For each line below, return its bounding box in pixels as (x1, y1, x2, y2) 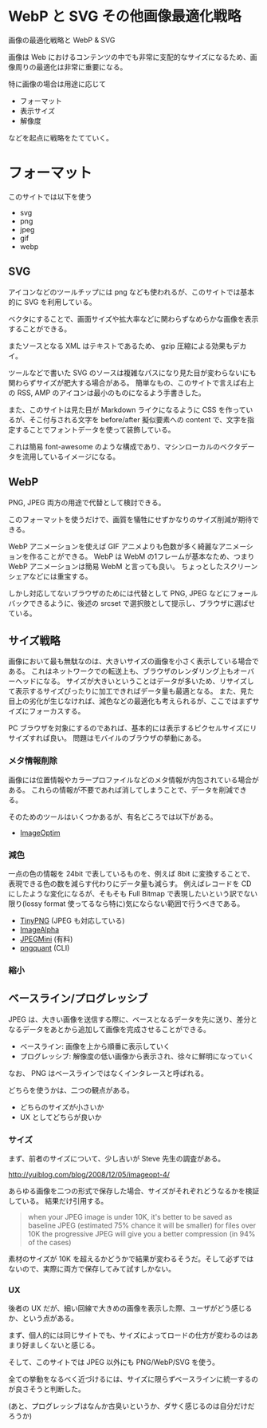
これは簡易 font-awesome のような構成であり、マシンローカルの (8, 441, 221, 451)
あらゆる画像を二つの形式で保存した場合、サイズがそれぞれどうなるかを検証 (8, 1186, 260, 1196)
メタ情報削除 (8, 755, 58, 766)
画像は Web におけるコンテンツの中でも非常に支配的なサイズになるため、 (8, 52, 251, 61)
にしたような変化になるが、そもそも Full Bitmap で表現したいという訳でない (8, 888, 257, 898)
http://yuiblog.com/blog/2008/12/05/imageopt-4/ (8, 1169, 170, 1179)
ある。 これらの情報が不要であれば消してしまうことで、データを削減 (8, 785, 234, 794)
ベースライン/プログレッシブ (8, 991, 149, 1006)
